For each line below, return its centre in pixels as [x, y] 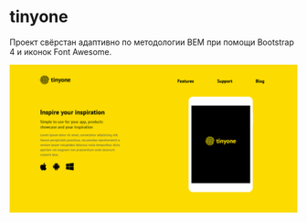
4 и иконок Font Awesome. [61, 51]
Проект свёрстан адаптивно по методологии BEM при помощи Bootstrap [152, 42]
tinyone [39, 17]
